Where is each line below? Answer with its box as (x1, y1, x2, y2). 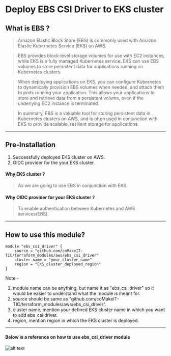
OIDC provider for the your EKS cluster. (12, 159, 95, 166)
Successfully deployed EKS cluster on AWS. (12, 154, 105, 160)
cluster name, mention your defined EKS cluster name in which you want (12, 307, 165, 313)
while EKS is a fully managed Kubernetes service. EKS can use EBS (17, 58, 159, 64)
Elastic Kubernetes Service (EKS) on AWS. (17, 43, 107, 49)
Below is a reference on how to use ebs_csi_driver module (5, 334, 131, 340)
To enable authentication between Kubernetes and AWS (17, 205, 135, 212)
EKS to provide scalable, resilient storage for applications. (17, 121, 139, 127)
